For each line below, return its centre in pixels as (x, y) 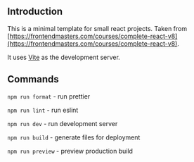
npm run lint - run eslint (43, 110)
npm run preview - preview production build (70, 151)
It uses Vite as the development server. (64, 57)
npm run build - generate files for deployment (74, 137)
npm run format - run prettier (49, 96)
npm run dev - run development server (63, 123)
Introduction (35, 12)
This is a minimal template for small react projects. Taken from (97, 28)
